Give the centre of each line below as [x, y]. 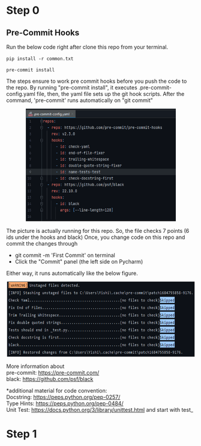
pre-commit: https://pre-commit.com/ [53, 372]
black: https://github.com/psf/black [50, 379]
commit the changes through [42, 243]
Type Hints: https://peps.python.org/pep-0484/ [65, 403]
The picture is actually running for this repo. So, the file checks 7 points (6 [98, 231]
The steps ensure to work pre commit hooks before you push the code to [97, 81]
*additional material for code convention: [57, 390]
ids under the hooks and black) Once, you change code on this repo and [96, 237]
